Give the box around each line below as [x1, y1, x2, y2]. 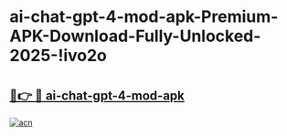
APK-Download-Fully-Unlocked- [9, 26, 261, 47]
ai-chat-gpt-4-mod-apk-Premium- [9, 6, 279, 27]
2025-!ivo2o [9, 46, 107, 66]
